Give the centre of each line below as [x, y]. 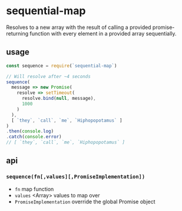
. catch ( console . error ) [34, 137]
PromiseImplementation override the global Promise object [85, 202]
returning [17, 33]
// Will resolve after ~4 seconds [49, 76]
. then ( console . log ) [30, 131]
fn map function [34, 189]
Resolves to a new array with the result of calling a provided [79, 27]
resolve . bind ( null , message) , [59, 99]
